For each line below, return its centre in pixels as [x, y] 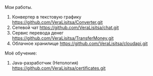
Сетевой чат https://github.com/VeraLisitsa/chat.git [65, 27]
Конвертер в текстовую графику [46, 17]
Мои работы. [18, 7]
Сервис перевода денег [37, 33]
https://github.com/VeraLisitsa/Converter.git [57, 22]
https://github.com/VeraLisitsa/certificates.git [59, 68]
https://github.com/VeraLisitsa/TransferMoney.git [63, 38]
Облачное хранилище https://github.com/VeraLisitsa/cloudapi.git [80, 43]
